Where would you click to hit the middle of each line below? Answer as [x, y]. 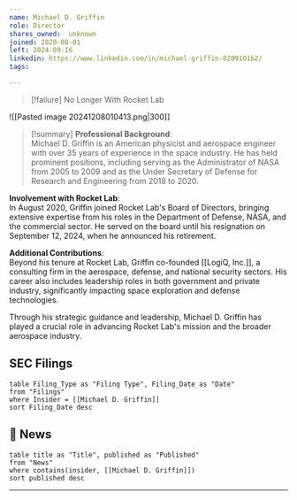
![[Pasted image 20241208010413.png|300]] [90, 117]
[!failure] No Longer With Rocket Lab [97, 99]
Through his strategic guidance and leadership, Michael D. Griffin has [136, 317]
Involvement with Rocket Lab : [65, 198]
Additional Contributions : [57, 252]
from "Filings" [37, 392]
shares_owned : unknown [53, 34]
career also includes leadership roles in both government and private [135, 281]
